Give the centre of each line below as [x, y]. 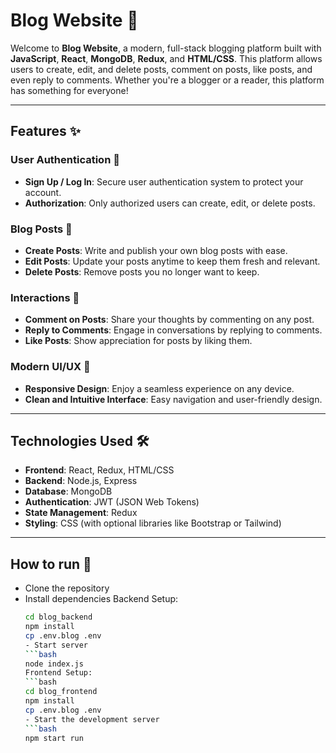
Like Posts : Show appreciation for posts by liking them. [138, 341]
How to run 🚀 [51, 564]
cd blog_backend [58, 617]
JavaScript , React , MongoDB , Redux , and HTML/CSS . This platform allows [166, 58]
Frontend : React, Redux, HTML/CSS [99, 470]
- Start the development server [92, 719]
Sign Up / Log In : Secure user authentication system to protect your [164, 181]
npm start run [54, 738]
